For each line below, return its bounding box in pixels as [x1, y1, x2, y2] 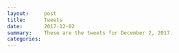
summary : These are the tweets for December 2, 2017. [7, 29, 174, 36]
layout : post [7, 10, 57, 17]
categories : [7, 36, 41, 43]
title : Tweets [7, 17, 63, 23]
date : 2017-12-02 [7, 23, 75, 30]
